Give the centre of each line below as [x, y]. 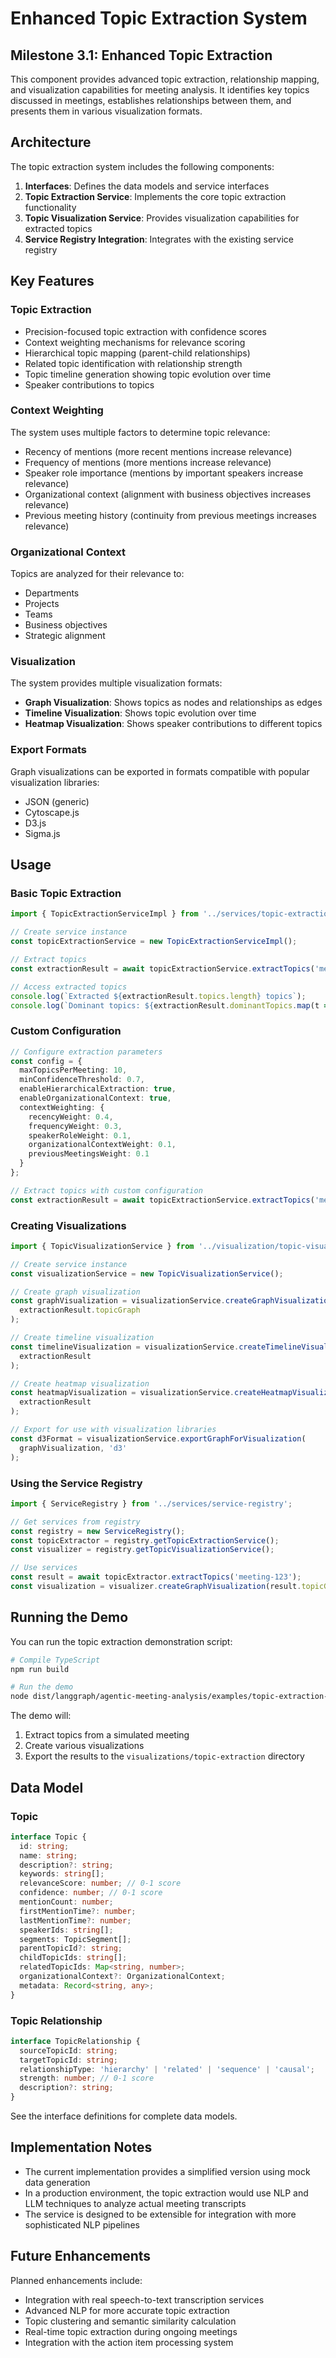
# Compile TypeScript [55, 1660]
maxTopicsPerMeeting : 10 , [73, 1070]
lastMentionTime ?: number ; [75, 1920]
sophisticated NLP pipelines [82, 2224]
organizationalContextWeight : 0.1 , [102, 1145]
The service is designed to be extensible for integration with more [160, 2214]
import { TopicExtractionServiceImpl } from [104, 914]
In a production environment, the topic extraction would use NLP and [166, 2193]
